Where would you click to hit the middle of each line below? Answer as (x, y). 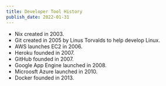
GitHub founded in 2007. (44, 59)
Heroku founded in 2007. (45, 52)
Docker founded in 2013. (44, 78)
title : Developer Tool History (44, 11)
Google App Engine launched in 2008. (60, 65)
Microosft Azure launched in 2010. (56, 71)
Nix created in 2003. (39, 34)
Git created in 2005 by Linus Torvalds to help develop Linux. (87, 40)
